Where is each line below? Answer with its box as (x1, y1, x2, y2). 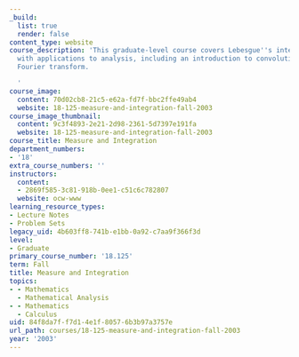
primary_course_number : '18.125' (9, 252, 133, 261)
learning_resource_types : (9, 202, 105, 211)
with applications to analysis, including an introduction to (17, 54, 253, 63)
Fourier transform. (17, 63, 90, 72)
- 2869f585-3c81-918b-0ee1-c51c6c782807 (17, 186, 169, 195)
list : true (17, 21, 58, 30)
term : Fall (9, 260, 50, 269)
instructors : (9, 170, 58, 178)
